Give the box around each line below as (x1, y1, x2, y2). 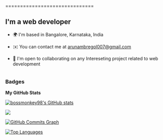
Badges (5, 78, 24, 85)
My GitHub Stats (5, 90, 41, 96)
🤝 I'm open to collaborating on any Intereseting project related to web (12, 55, 158, 61)
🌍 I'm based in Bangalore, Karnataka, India (12, 31, 103, 37)
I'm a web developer (5, 17, 71, 26)
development (12, 61, 41, 67)
